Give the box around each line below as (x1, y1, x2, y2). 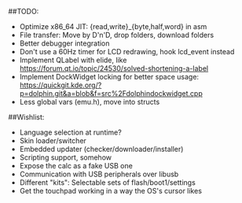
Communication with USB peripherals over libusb (19, 169, 179, 179)
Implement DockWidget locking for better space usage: (19, 72, 199, 81)
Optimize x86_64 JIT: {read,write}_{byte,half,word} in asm (19, 22, 207, 31)
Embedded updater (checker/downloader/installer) (19, 145, 184, 153)
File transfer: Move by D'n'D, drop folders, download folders (19, 31, 214, 39)
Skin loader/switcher (19, 136, 86, 145)
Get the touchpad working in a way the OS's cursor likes (19, 186, 203, 195)
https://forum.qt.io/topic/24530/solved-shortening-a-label (19, 64, 209, 73)
